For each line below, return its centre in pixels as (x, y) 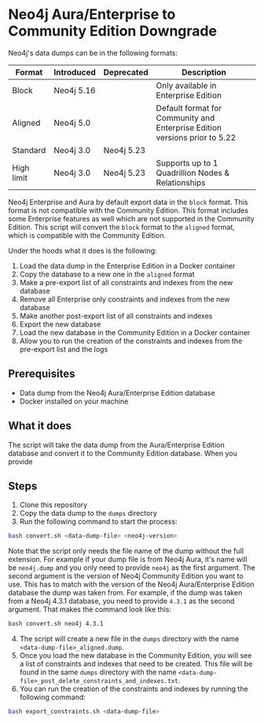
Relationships (181, 182)
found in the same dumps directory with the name (98, 672)
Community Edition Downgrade (113, 31)
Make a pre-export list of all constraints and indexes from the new (126, 282)
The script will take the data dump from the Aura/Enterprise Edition (117, 444)
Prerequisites (42, 374)
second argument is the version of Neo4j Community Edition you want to (126, 576)
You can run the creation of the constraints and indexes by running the (134, 689)
